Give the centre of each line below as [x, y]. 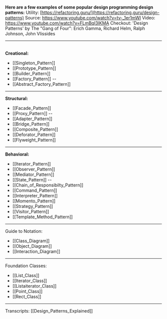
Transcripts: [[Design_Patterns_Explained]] [49, 311]
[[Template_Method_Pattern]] [42, 217]
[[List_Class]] [26, 275]
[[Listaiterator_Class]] [34, 286]
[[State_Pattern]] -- [32, 180]
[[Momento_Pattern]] [34, 201]
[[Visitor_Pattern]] [31, 212]
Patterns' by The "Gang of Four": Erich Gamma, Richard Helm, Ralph [75, 28]
